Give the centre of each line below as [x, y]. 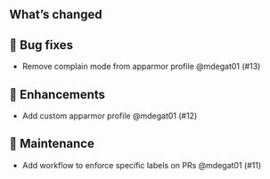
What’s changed [56, 15]
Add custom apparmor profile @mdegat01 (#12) [110, 116]
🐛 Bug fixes [41, 45]
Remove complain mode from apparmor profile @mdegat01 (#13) [141, 67]
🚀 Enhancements [57, 94]
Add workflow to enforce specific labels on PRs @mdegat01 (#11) [142, 165]
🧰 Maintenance [52, 144]
